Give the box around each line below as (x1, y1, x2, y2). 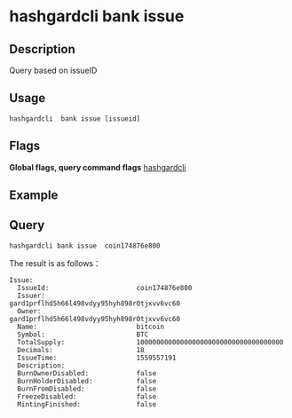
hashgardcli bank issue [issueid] (9, 114, 141, 123)
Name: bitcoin (17, 322, 165, 331)
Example (9, 188, 59, 203)
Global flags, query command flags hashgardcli (9, 162, 186, 172)
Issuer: (17, 291, 46, 300)
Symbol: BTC (17, 330, 149, 339)
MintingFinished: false (17, 399, 157, 409)
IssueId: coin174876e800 (17, 283, 193, 292)
